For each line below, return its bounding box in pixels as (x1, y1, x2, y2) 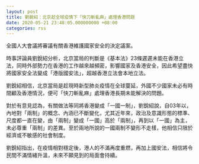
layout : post (6, 8, 38, 15)
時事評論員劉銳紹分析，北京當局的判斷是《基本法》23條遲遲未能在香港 (6, 54, 179, 62)
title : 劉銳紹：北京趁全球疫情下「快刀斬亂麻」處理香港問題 (6, 14, 135, 20)
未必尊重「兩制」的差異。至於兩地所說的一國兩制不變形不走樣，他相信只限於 (6, 124, 193, 131)
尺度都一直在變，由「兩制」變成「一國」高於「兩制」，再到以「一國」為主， (6, 117, 191, 124)
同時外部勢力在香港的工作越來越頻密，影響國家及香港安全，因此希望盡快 (16, 62, 193, 69)
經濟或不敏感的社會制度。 (6, 131, 69, 139)
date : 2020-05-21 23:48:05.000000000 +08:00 (6, 20, 118, 25)
